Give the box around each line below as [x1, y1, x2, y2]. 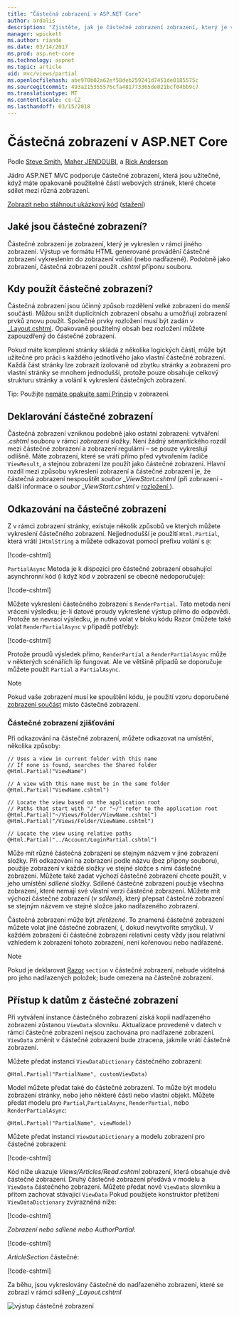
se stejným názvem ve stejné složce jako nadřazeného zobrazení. [7, 902, 200, 911]
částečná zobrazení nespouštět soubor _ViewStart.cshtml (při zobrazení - [7, 475, 223, 483]
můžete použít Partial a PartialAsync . [7, 665, 121, 673]
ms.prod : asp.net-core [7, 51, 75, 58]
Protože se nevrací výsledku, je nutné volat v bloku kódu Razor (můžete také [7, 615, 232, 624]
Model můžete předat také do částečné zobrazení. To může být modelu [7, 1083, 217, 1092]
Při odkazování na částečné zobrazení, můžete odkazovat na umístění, [7, 734, 214, 743]
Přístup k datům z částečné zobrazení [7, 994, 179, 1006]
